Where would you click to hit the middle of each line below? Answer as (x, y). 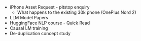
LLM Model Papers (29, 18)
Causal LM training (29, 28)
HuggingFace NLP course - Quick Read (50, 23)
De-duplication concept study (40, 33)
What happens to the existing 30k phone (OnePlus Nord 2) (77, 12)
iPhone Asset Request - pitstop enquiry (50, 7)
